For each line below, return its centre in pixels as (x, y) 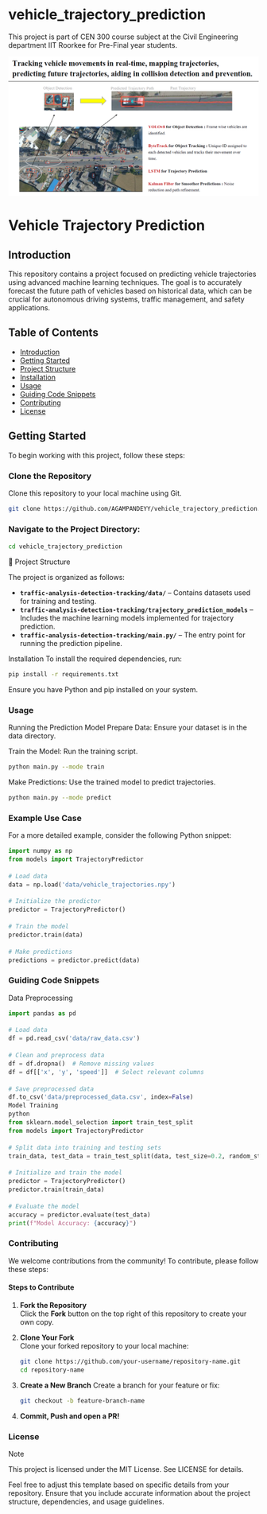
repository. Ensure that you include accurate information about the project (129, 1493)
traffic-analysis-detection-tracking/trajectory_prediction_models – (136, 609)
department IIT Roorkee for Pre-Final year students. (93, 45)
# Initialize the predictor (55, 901)
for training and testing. (58, 601)
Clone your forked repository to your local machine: (104, 1345)
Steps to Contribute (41, 1287)
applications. (29, 307)
